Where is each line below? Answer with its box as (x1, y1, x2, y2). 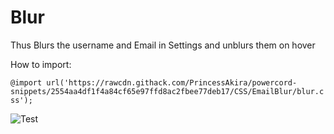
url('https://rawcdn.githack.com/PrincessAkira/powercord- (46, 77, 298, 88)
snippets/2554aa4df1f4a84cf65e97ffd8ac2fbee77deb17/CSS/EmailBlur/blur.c (10, 86, 325, 96)
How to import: (10, 58, 72, 70)
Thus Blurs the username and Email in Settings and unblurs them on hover (10, 39, 316, 51)
